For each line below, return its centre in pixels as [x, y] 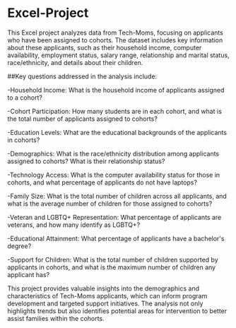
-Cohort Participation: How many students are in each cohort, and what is [115, 111]
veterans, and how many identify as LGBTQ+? [74, 225]
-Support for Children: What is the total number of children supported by [113, 259]
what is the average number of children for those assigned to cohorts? [110, 204]
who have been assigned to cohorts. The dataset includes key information [115, 40]
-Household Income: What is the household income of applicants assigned [116, 90]
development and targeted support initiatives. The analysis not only [105, 303]
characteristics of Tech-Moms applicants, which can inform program [107, 295]
